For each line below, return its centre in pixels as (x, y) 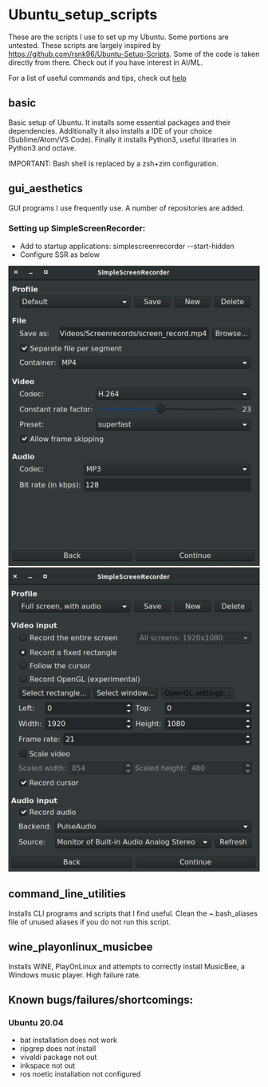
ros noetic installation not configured (80, 1074)
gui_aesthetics (46, 189)
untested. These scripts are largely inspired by (85, 45)
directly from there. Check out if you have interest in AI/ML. (106, 62)
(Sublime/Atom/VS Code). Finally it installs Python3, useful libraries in (122, 139)
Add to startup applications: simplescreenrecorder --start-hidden (127, 246)
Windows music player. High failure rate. (75, 975)
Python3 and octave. (43, 148)
